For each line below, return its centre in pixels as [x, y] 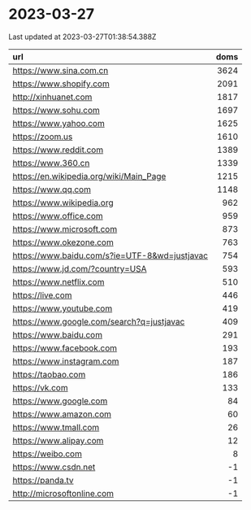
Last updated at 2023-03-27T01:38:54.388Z [82, 37]
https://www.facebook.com [65, 348]
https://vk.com [40, 387]
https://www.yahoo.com [59, 123]
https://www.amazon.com [62, 414]
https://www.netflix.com [58, 281]
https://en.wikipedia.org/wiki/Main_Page [89, 176]
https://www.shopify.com [61, 84]
